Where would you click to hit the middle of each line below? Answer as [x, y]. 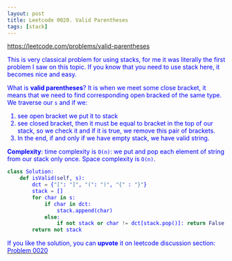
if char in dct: [68, 204]
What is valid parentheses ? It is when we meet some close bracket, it [107, 88]
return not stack [57, 230]
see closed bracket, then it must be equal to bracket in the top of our [115, 124]
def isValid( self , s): [52, 178]
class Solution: [30, 172]
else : [52, 217]
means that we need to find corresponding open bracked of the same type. [114, 95]
